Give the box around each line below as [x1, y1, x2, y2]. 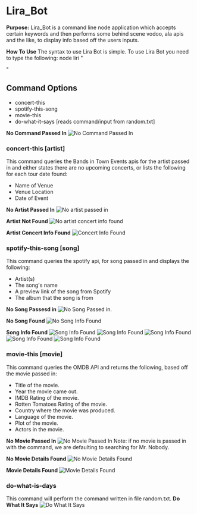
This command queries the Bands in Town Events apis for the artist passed [6, 158, 190, 165]
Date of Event [14, 195, 49, 202]
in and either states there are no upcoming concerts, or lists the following [6, 164, 186, 171]
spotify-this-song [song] [6, 244, 80, 252]
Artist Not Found [6, 218, 48, 225]
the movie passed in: [6, 370, 58, 377]
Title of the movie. [14, 381, 60, 388]
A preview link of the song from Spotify [14, 288, 111, 295]
